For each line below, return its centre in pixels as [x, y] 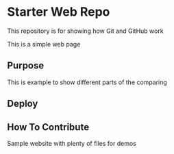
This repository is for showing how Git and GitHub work [85, 31]
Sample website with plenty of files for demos [72, 143]
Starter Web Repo [59, 12]
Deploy [23, 104]
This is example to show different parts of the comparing [87, 82]
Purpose [26, 66]
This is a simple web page [44, 44]
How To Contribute [48, 127]
